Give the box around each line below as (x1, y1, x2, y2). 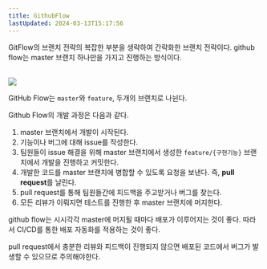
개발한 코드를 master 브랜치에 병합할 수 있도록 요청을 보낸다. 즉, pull (19, 167, 235, 177)
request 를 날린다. (19, 177, 77, 187)
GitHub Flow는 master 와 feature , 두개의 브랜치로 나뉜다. (8, 93, 188, 103)
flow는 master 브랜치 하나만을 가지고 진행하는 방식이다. (8, 52, 182, 62)
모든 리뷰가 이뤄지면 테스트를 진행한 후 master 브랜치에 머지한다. (19, 198, 223, 207)
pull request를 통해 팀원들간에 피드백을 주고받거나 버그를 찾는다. (19, 187, 222, 197)
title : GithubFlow (8, 11, 70, 20)
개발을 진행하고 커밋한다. (41, 157, 119, 167)
